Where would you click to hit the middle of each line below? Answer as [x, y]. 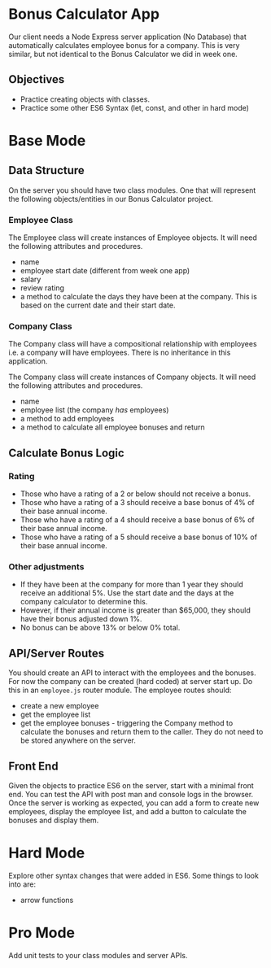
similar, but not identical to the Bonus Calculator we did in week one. [123, 54]
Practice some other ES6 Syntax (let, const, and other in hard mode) [135, 107]
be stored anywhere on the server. [78, 740]
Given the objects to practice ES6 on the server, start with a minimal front [131, 785]
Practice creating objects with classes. [85, 99]
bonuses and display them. [54, 820]
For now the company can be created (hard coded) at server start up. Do [131, 682]
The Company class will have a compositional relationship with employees [133, 344]
